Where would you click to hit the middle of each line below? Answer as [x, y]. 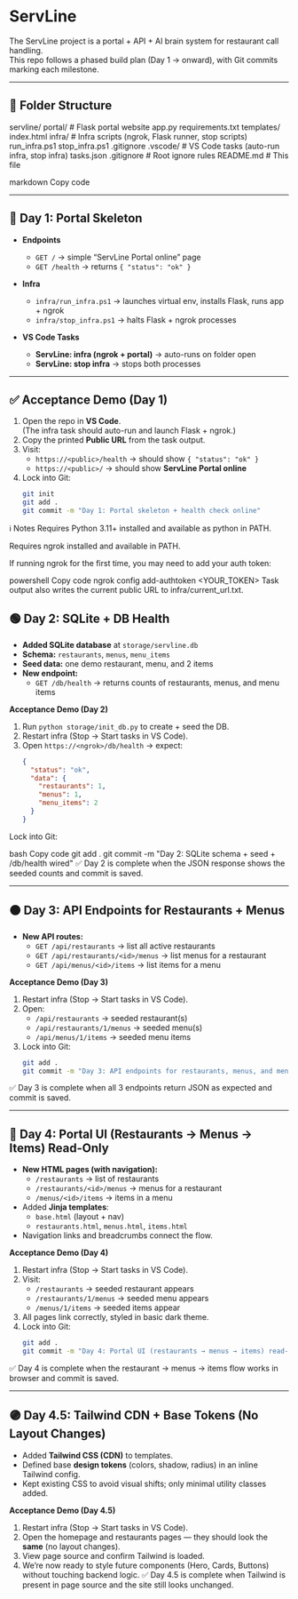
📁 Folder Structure [61, 105]
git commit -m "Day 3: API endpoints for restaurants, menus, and [147, 1071]
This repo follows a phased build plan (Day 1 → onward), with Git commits [144, 60]
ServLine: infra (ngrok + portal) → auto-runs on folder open [145, 354]
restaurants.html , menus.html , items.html [111, 1226]
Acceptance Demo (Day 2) [59, 709]
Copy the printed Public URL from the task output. [114, 440]
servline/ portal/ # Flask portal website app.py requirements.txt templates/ [145, 127]
